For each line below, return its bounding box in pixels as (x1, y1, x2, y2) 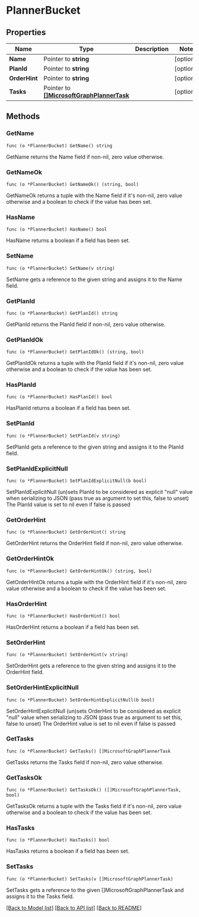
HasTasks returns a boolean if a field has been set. (6, 847, 130, 855)
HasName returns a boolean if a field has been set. (6, 237, 130, 244)
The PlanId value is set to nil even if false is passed (6, 501, 131, 508)
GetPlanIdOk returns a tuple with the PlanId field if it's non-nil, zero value (6, 360, 184, 367)
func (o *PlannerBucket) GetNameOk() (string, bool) (6, 181, 139, 187)
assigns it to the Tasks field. (6, 893, 74, 900)
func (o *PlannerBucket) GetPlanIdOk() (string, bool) (6, 349, 145, 355)
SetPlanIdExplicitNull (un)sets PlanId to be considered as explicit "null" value (6, 489, 193, 496)
